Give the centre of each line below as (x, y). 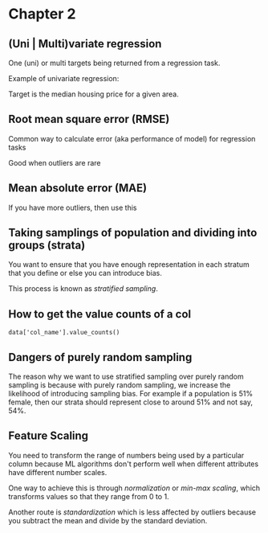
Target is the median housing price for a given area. (93, 94)
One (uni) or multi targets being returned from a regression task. (114, 63)
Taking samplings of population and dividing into (133, 233)
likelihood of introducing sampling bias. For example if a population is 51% (131, 394)
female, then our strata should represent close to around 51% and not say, (131, 402)
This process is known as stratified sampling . (83, 289)
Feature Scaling (49, 436)
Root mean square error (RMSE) (89, 119)
